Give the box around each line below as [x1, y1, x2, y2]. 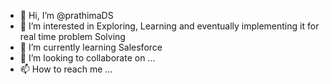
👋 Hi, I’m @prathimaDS [19, 10, 114, 21]
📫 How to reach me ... [19, 63, 113, 75]
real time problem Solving [19, 31, 126, 42]
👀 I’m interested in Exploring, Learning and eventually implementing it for [19, 20, 320, 32]
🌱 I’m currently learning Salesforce [19, 41, 163, 53]
